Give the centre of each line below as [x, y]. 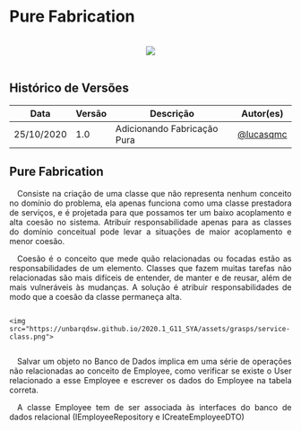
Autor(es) [262, 113]
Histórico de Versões [69, 88]
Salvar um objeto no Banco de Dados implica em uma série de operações [155, 361]
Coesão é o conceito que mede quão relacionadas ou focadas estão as [155, 259]
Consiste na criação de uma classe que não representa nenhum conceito [155, 193]
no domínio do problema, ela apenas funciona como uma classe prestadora [150, 203]
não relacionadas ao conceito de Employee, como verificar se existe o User [150, 371]
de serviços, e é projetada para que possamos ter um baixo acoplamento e [150, 212]
